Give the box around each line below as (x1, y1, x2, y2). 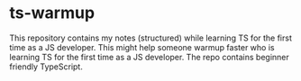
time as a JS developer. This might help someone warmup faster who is (9, 41, 275, 52)
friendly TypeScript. (9, 61, 83, 72)
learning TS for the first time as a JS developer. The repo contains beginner (9, 51, 290, 62)
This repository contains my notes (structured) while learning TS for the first (9, 32, 293, 43)
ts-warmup (9, 3, 96, 23)
